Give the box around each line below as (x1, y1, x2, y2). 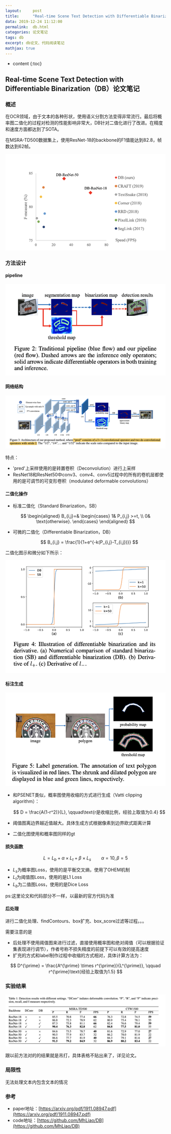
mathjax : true (5, 46, 36, 51)
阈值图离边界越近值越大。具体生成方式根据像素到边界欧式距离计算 (12, 820, 151, 826)
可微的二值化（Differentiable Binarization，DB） (12, 529, 113, 535)
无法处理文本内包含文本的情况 (5, 1079, 68, 1085)
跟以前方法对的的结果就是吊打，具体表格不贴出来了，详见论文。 (5, 1052, 139, 1059)
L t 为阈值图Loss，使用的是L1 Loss (12, 874, 82, 881)
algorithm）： (12, 798, 40, 804)
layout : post (5, 8, 42, 13)
